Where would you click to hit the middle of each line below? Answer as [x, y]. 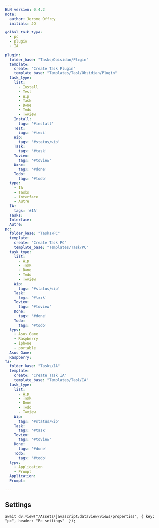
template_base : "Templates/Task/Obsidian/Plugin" [66, 73]
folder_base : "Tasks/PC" [35, 233]
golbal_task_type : [24, 33]
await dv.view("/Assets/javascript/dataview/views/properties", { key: [80, 516]
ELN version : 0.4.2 [25, 10]
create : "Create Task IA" [40, 376]
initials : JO [23, 23]
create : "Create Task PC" [40, 243]
